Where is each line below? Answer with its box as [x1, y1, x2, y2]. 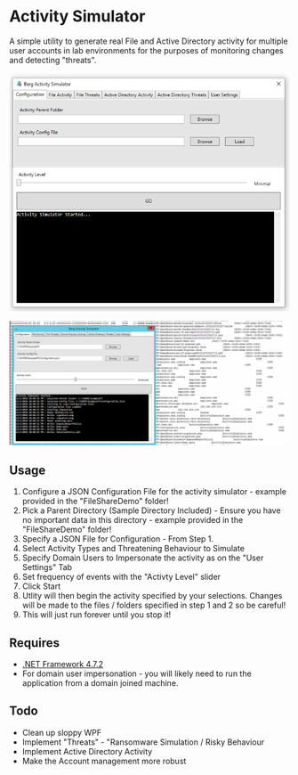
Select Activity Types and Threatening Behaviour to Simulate [21, 543, 245, 554]
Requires [9, 635, 60, 650]
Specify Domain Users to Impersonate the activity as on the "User [21, 552, 264, 563]
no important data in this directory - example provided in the [21, 515, 244, 526]
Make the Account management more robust [21, 755, 187, 766]
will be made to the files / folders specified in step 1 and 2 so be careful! [21, 600, 286, 611]
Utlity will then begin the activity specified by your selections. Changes [21, 591, 283, 601]
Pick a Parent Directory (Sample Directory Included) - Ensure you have [21, 505, 282, 516]
